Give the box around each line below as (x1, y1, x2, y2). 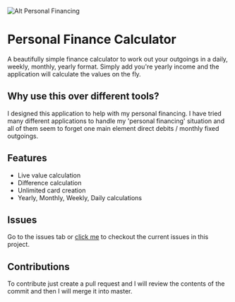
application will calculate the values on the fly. (7, 69, 141, 78)
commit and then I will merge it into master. (7, 287, 133, 296)
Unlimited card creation (17, 186, 86, 194)
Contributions (7, 260, 70, 272)
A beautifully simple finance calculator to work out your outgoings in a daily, (7, 54, 228, 63)
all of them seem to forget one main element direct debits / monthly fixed (7, 124, 219, 132)
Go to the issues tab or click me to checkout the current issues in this (7, 233, 209, 241)
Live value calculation (17, 170, 81, 180)
